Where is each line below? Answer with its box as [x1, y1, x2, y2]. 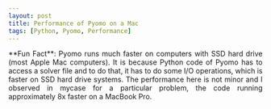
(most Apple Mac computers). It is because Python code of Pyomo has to [8, 57, 263, 67]
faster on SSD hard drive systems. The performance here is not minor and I [8, 74, 263, 85]
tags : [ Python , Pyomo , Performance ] [8, 27, 131, 35]
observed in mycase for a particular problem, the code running [8, 83, 263, 93]
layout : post [8, 11, 52, 20]
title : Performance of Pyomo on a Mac [8, 19, 139, 27]
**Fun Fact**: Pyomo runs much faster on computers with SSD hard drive [8, 49, 263, 59]
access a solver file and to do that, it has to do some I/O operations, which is [8, 66, 263, 76]
